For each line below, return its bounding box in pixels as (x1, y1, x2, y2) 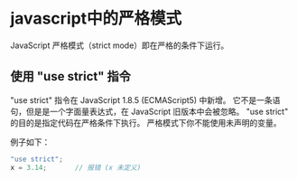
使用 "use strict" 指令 (10, 69, 132, 84)
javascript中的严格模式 (10, 8, 182, 29)
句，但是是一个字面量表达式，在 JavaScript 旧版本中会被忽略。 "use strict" (10, 106, 289, 117)
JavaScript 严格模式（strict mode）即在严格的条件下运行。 (10, 40, 229, 51)
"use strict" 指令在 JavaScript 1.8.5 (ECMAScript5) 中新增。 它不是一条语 (10, 94, 281, 105)
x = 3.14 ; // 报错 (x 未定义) (10, 163, 142, 172)
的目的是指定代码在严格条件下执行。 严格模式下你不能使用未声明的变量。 (10, 117, 282, 128)
